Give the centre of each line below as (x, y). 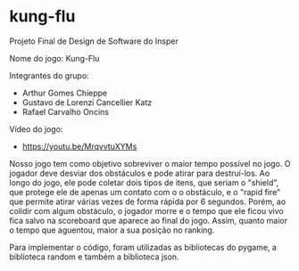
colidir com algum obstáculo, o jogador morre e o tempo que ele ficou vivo (146, 210)
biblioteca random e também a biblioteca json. (95, 257)
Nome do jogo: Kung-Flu (54, 58)
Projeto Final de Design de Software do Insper (94, 41)
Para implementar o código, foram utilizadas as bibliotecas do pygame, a (143, 247)
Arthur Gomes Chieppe (65, 93)
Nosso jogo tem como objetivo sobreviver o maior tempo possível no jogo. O (150, 163)
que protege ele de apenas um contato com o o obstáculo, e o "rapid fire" (145, 192)
